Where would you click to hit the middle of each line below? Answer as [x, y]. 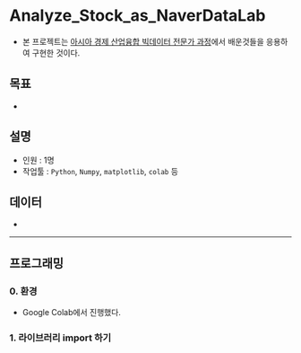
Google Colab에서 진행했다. [71, 313]
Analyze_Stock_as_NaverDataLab [138, 16]
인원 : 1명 [39, 160]
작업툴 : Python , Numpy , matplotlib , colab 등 [100, 171]
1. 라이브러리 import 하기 [60, 338]
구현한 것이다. [56, 53]
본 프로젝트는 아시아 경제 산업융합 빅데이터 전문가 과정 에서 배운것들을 [143, 41]
